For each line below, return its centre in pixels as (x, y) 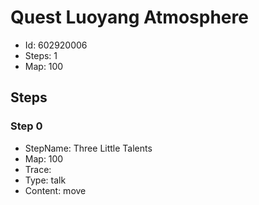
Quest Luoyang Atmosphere (129, 17)
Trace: (38, 169)
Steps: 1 (41, 55)
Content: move (55, 190)
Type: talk (45, 180)
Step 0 (26, 126)
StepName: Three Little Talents (88, 148)
